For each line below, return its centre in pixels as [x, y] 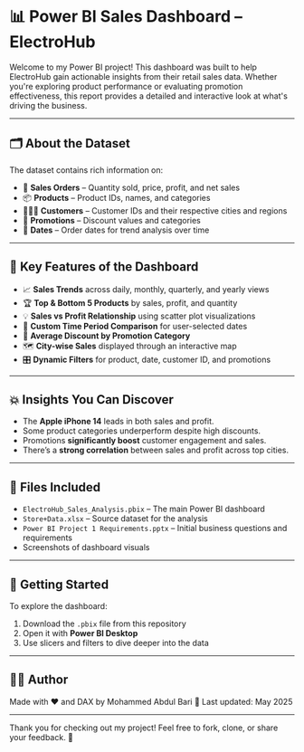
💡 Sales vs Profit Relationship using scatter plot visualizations [139, 316]
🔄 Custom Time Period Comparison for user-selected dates [135, 326]
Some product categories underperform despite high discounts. [141, 431]
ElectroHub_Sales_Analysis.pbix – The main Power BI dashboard [143, 509]
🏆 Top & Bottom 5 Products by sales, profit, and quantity [130, 302]
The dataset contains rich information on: [86, 170]
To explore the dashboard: [58, 606]
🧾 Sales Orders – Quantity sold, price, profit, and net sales [131, 187]
